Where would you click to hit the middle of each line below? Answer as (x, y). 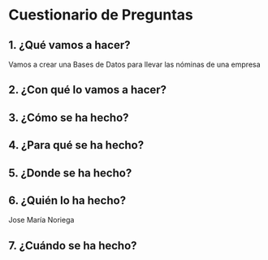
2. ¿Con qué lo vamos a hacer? (88, 90)
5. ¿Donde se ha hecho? (70, 173)
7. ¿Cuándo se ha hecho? (73, 245)
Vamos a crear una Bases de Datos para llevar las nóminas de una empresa (135, 64)
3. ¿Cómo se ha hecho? (69, 117)
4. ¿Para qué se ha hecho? (76, 145)
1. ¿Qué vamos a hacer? (69, 45)
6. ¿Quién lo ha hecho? (67, 200)
